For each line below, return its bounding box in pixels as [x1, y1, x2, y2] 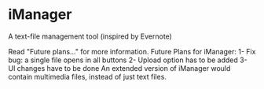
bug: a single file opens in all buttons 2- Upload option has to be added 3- [8, 55, 247, 65]
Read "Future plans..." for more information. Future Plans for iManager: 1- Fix [8, 46, 256, 56]
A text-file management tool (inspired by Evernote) [8, 32, 173, 41]
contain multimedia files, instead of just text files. [8, 72, 167, 81]
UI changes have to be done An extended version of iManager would [8, 63, 231, 72]
